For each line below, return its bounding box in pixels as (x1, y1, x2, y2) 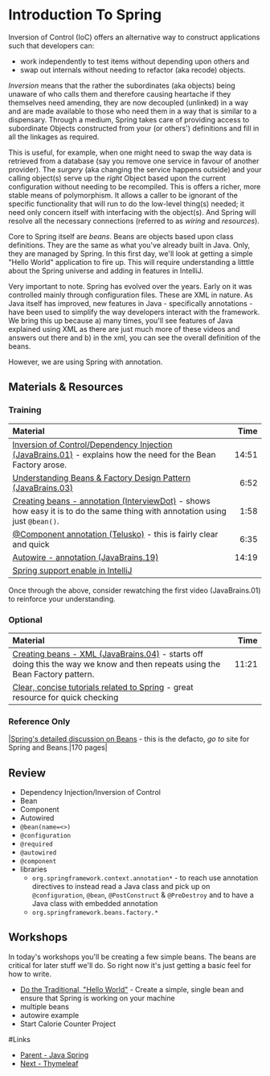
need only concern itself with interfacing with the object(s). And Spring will (8, 207, 256, 217)
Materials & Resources (8, 380, 124, 394)
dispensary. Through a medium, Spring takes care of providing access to (8, 114, 250, 124)
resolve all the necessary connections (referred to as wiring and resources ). (8, 216, 260, 226)
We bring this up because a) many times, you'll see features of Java (8, 316, 233, 325)
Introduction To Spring (8, 6, 162, 24)
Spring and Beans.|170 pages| (8, 743, 108, 752)
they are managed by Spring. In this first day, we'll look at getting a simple (8, 248, 253, 259)
